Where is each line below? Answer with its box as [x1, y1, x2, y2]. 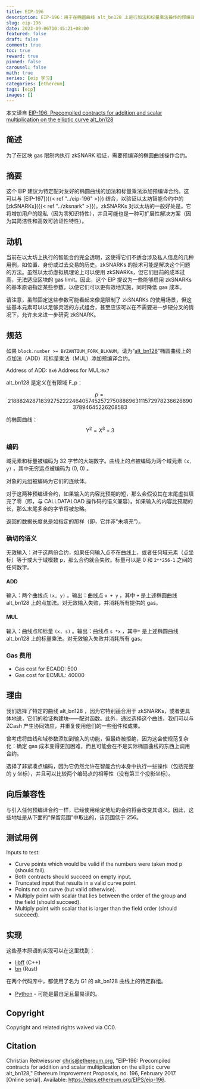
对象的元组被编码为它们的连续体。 [6, 477, 90, 484]
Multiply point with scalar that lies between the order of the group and [14, 892, 186, 899]
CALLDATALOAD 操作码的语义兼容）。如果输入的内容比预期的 [43, 497, 193, 504]
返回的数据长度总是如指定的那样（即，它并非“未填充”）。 [6, 518, 144, 525]
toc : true [6, 48, 31, 54]
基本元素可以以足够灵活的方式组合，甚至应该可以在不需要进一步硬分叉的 [11, 304, 189, 311]
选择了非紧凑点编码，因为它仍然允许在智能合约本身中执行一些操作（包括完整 [6, 762, 194, 770]
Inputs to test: [6, 849, 40, 856]
